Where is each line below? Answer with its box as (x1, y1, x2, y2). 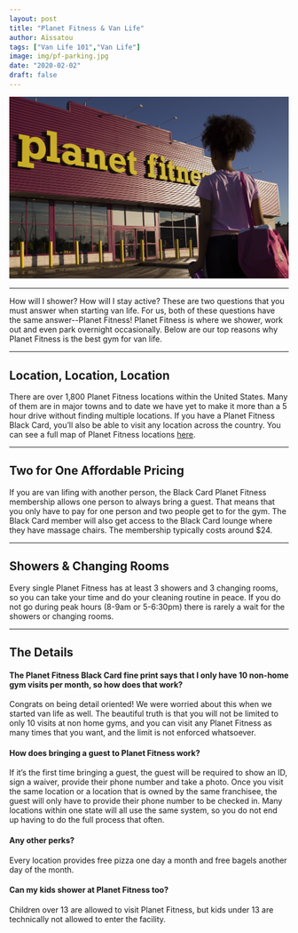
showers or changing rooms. (9, 610, 114, 622)
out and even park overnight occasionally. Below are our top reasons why (9, 325, 278, 335)
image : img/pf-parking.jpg (9, 52, 109, 61)
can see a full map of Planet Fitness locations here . (9, 429, 196, 439)
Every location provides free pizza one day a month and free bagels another (9, 855, 287, 865)
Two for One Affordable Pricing (9, 463, 184, 479)
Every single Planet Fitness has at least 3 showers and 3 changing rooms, (9, 583, 278, 593)
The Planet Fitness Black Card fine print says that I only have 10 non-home (9, 670, 289, 680)
